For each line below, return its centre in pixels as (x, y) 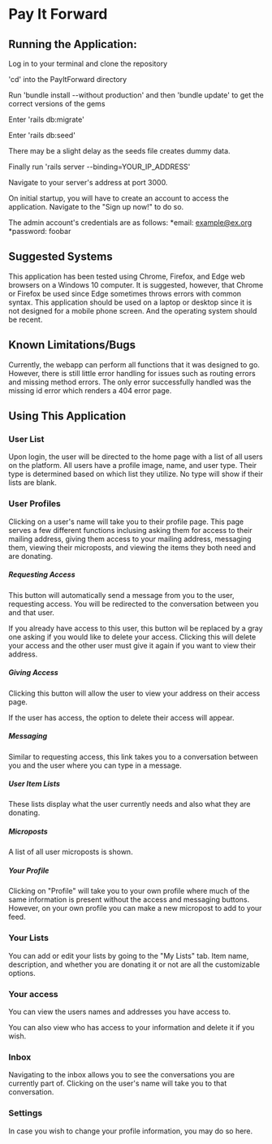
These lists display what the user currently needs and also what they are (130, 804)
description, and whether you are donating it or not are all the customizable (134, 964)
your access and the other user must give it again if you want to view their (132, 645)
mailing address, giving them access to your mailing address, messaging (130, 539)
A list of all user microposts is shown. (71, 852)
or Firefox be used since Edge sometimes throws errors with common (125, 293)
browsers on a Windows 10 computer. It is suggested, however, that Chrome (136, 284)
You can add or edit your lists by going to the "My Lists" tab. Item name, (129, 955)
